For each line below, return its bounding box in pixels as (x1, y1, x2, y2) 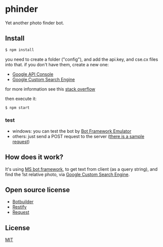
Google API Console (12, 71, 53, 77)
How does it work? (5, 153, 64, 161)
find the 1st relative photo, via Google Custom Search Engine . (5, 171, 130, 177)
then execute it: (5, 96, 37, 101)
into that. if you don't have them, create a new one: (5, 61, 109, 67)
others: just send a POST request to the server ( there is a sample (12, 133, 145, 139)
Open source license (5, 186, 70, 194)
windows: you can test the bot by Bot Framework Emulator (12, 128, 132, 134)
